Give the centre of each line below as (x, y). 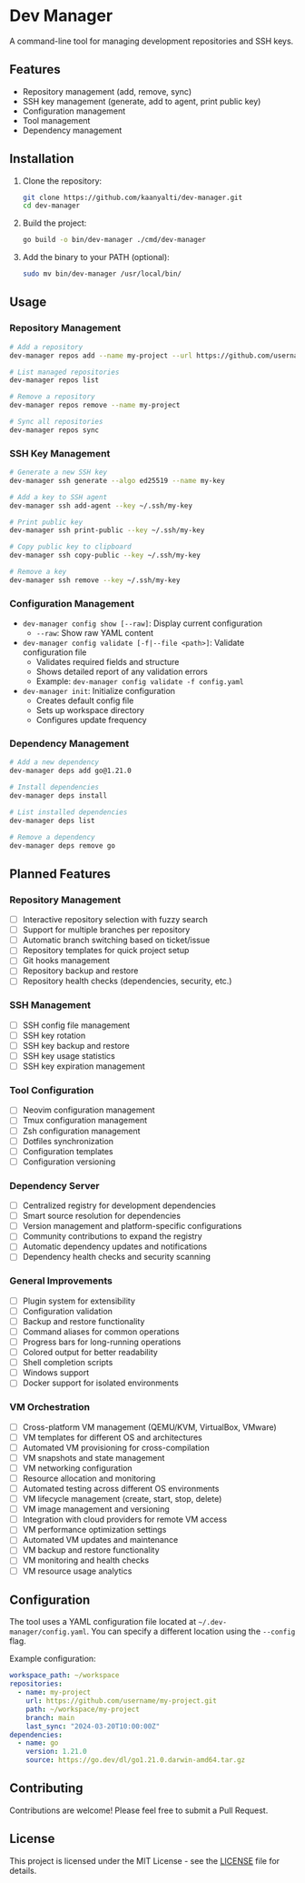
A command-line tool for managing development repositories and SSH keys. (152, 41)
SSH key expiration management (84, 1066)
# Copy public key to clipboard (70, 547)
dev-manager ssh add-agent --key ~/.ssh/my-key (101, 506)
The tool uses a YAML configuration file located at (103, 1622)
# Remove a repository (52, 397)
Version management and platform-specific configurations (132, 1226)
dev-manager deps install (58, 796)
